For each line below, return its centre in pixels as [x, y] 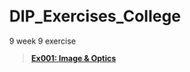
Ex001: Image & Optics [73, 58]
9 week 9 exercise [43, 41]
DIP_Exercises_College [95, 16]
